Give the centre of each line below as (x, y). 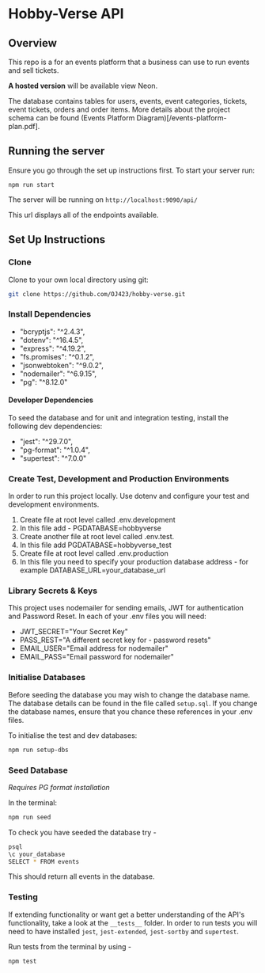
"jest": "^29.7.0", (46, 441)
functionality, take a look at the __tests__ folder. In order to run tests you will (133, 922)
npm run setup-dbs (38, 750)
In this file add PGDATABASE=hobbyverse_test (95, 545)
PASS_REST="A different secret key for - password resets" (115, 640)
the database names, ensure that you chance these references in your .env (131, 711)
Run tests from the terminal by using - (70, 946)
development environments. (54, 504)
